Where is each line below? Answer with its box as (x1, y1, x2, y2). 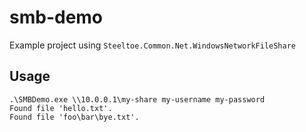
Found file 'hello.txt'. (9, 103, 113, 113)
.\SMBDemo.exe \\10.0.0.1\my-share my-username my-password (9, 94, 266, 105)
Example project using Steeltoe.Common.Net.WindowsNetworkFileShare (9, 39, 296, 51)
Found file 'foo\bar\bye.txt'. (9, 112, 140, 122)
